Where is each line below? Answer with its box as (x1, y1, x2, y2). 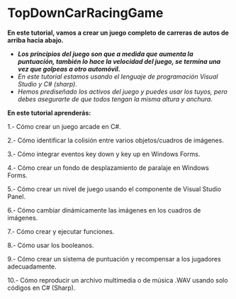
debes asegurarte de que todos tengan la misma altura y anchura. (17, 94, 213, 103)
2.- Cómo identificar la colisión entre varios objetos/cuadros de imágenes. (7, 136, 225, 145)
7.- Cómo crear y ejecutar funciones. (7, 227, 115, 235)
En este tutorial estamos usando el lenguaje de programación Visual (17, 72, 218, 81)
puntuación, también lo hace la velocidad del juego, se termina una (17, 57, 221, 65)
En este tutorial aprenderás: (7, 108, 91, 117)
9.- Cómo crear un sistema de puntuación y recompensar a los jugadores (7, 254, 221, 263)
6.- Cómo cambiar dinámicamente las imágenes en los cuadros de (7, 205, 201, 214)
